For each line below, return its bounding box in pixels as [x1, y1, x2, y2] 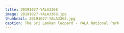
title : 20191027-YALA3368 [5, 7, 58, 12]
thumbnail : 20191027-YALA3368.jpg [5, 16, 76, 21]
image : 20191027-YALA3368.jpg [5, 12, 67, 16]
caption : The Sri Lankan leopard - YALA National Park [5, 20, 120, 26]
